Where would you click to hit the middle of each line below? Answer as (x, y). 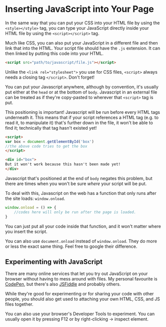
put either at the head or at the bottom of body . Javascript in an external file (81, 92)
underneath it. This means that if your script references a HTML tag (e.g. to (82, 117)
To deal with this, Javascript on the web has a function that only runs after (81, 193)
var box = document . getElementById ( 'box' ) (50, 141)
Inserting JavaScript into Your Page (80, 9)
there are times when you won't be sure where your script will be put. (76, 184)
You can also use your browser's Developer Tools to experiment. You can (80, 314)
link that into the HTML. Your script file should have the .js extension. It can (83, 48)
